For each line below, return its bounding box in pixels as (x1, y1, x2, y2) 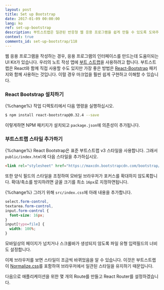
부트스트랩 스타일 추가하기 (5, 135, 63, 142)
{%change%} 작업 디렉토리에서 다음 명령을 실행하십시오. (5, 103, 115, 109)
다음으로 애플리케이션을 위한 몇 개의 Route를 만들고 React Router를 (5, 273, 134, 279)
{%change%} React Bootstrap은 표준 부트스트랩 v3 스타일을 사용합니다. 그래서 (5, 148, 158, 154)
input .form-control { (5, 208, 49, 213)
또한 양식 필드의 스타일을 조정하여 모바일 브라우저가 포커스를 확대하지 (5, 173, 137, 179)
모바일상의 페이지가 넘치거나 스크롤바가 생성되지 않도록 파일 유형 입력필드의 (5, 241, 149, 246)
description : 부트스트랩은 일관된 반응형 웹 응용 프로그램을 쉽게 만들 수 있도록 (5, 30, 147, 35)
